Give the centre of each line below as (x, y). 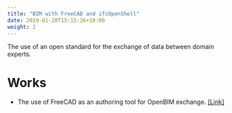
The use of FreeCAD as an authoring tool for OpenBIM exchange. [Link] (121, 102)
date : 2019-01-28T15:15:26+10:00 (56, 20)
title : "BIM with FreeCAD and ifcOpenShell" (73, 14)
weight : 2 (22, 27)
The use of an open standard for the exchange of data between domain (111, 47)
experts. (19, 54)
